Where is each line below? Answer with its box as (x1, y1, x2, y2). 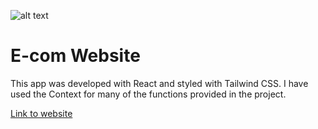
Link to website (10, 107, 73, 119)
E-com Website (10, 45, 141, 67)
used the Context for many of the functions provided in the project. (10, 88, 287, 100)
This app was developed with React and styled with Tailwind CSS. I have (10, 77, 309, 89)
